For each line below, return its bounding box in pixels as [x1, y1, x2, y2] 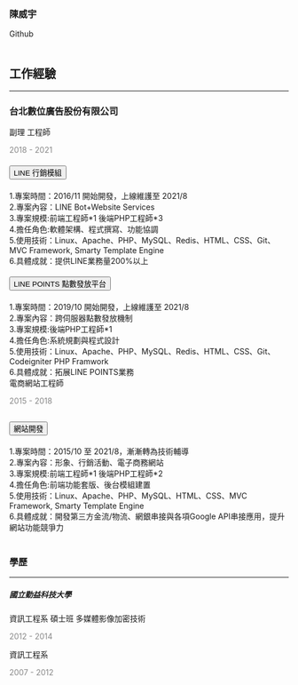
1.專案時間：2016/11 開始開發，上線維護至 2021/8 [9, 190, 188, 201]
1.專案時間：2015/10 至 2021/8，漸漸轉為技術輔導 [9, 446, 189, 457]
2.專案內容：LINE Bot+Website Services [9, 202, 155, 212]
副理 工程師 [9, 127, 51, 138]
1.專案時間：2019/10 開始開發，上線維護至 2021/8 [9, 301, 190, 312]
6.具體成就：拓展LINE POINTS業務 [9, 366, 135, 377]
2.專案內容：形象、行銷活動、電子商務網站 [9, 457, 164, 467]
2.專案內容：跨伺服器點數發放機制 [9, 313, 133, 323]
